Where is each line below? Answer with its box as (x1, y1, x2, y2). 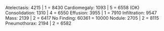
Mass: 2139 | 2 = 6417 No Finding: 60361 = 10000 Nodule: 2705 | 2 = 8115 (5, 15, 159, 21)
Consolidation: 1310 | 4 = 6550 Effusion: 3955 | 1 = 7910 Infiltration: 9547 (5, 10, 157, 16)
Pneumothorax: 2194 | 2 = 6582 (5, 20, 72, 26)
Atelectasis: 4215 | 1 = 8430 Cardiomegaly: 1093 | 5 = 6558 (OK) (5, 5, 140, 10)
